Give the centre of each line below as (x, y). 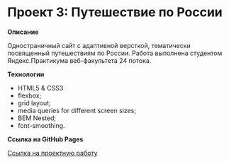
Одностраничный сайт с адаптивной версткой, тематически (99, 45)
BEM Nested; (37, 118)
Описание (23, 32)
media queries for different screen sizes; (77, 110)
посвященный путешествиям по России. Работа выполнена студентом (115, 53)
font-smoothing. (41, 125)
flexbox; (29, 95)
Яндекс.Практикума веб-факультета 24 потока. (79, 60)
